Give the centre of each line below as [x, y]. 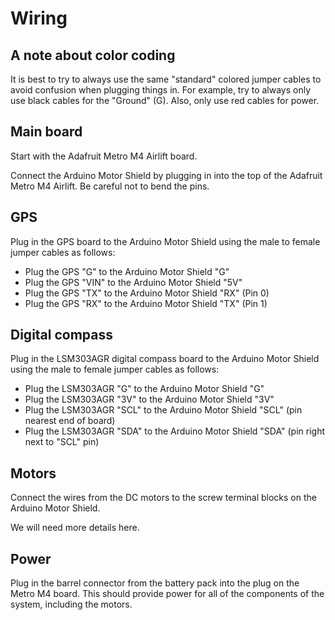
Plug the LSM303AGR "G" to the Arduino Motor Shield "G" [144, 389]
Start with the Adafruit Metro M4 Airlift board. [104, 156]
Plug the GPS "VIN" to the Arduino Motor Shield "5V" [133, 282]
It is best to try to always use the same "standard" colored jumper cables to [166, 79]
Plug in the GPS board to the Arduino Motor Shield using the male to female [165, 241]
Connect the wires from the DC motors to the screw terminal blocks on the [163, 498]
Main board [46, 132]
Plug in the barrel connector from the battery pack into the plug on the [155, 583]
